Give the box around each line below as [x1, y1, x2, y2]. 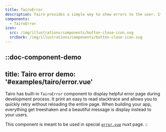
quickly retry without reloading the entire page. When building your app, [5, 101, 152, 107]
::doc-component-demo [5, 53, 82, 62]
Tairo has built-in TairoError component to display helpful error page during [5, 91, 161, 97]
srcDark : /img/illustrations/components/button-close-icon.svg [9, 35, 142, 40]
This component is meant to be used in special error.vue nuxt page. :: [5, 122, 148, 128]
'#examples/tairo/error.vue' [5, 78, 93, 86]
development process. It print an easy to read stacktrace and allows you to [5, 96, 157, 102]
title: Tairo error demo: [5, 70, 76, 78]
